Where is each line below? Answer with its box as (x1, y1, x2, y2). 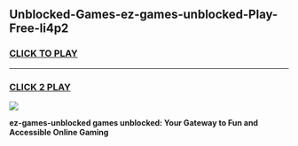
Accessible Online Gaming (9, 127, 109, 137)
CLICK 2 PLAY (9, 81, 71, 93)
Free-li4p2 (9, 21, 69, 36)
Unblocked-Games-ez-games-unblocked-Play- (9, 7, 278, 22)
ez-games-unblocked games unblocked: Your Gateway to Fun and (9, 117, 259, 127)
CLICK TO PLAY (9, 48, 78, 60)
